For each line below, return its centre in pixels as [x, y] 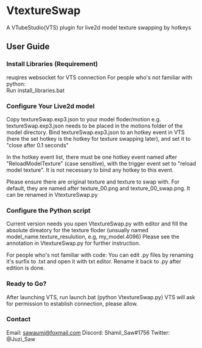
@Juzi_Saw [21, 339]
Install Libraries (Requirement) [52, 64]
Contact [19, 319]
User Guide [28, 47]
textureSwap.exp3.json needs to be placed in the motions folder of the [95, 126]
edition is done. [26, 268]
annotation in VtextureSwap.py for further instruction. [73, 243]
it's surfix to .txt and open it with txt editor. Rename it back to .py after [94, 261]
